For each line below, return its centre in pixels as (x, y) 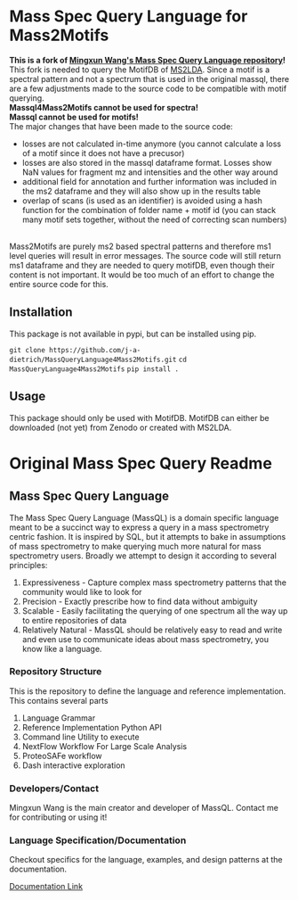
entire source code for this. (59, 284)
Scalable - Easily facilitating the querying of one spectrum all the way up (155, 611)
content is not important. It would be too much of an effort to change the (142, 275)
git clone (28, 350)
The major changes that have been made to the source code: (121, 126)
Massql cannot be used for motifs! (74, 117)
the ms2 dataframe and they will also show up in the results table (141, 191)
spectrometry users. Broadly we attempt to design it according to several (143, 556)
